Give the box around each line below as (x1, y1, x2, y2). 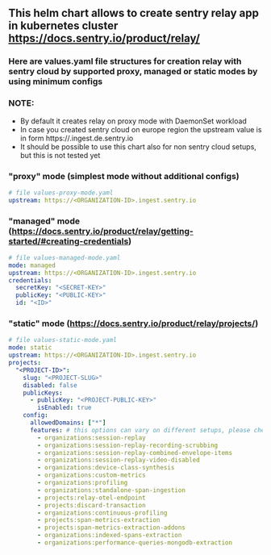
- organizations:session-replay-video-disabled (37, 456, 200, 465)
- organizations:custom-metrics (37, 471, 147, 479)
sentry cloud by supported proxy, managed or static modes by (8, 66, 258, 77)
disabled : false (23, 381, 78, 390)
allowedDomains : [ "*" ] (29, 419, 106, 427)
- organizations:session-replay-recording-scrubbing (37, 441, 219, 449)
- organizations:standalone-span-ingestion (37, 486, 186, 494)
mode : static (8, 344, 52, 352)
